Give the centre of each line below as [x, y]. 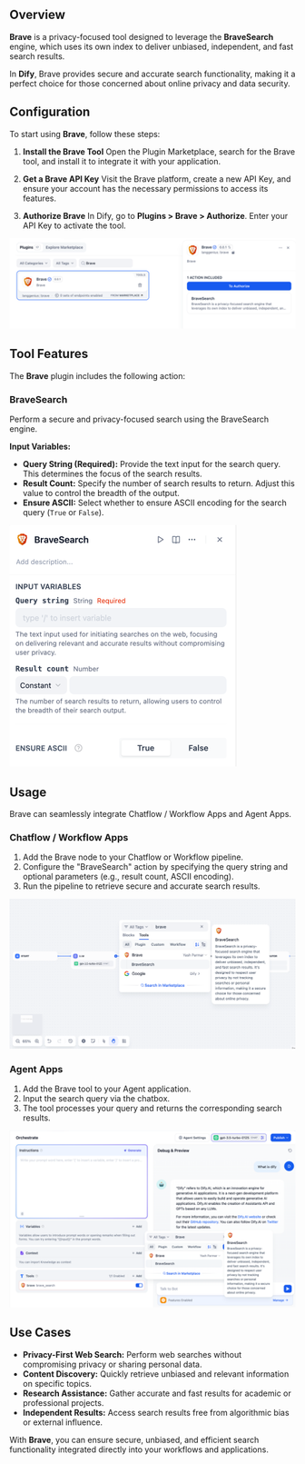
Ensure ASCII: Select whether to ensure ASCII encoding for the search [155, 503]
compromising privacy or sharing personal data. [112, 1364]
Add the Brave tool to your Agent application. [107, 1089]
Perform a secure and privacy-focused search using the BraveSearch [139, 419]
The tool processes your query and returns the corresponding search [152, 1108]
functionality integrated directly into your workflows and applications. [139, 1449]
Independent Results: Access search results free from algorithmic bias [156, 1412]
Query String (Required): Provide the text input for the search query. [152, 464]
